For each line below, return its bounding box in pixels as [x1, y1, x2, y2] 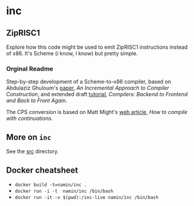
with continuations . [6, 115, 53, 122]
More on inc [6, 132, 52, 142]
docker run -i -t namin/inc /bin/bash [14, 188, 114, 194]
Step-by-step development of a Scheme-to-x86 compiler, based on [6, 78, 171, 85]
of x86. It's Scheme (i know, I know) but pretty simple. [6, 50, 138, 57]
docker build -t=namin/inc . [14, 182, 87, 188]
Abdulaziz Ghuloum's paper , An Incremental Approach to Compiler [6, 84, 170, 91]
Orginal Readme [6, 64, 53, 72]
